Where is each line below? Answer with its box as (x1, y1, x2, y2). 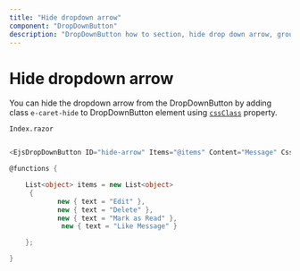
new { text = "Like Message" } (61, 222, 178, 231)
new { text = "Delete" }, (56, 205, 154, 215)
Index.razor (9, 124, 54, 134)
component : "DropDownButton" (9, 21, 118, 30)
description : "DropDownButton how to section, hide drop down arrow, (9, 30, 274, 38)
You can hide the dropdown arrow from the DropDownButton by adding (9, 97, 272, 108)
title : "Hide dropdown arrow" (9, 13, 122, 22)
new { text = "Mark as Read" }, (56, 214, 178, 223)
